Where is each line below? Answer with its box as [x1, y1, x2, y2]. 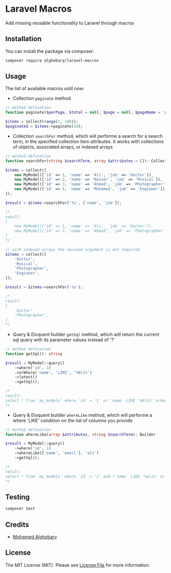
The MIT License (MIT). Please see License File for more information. [5, 562, 150, 568]
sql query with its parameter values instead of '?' [12, 337, 116, 343]
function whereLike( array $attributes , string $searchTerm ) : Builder [5, 432, 156, 437]
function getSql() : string [5, 351, 63, 356]
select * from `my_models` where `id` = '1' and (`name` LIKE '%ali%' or [5, 474, 165, 479]
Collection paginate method [12, 95, 71, 102]
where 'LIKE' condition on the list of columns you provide [12, 417, 133, 424]
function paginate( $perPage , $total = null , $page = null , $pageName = [5, 110, 161, 115]
